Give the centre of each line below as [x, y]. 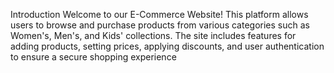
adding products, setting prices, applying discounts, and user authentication [167, 46]
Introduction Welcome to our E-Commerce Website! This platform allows [159, 14]
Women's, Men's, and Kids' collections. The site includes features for [153, 35]
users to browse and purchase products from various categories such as [160, 25]
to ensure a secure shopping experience [93, 57]
